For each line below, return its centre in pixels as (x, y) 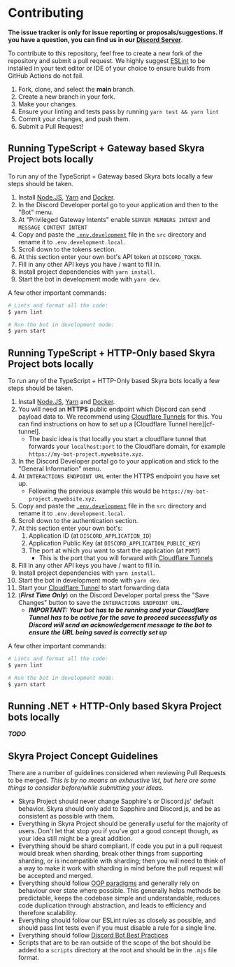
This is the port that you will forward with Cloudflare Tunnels (126, 558)
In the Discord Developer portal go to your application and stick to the (119, 461)
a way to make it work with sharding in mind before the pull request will (120, 868)
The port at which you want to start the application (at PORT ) (114, 550)
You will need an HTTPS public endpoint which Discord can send (112, 409)
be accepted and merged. (55, 876)
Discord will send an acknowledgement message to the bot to (120, 625)
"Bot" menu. (36, 212)
